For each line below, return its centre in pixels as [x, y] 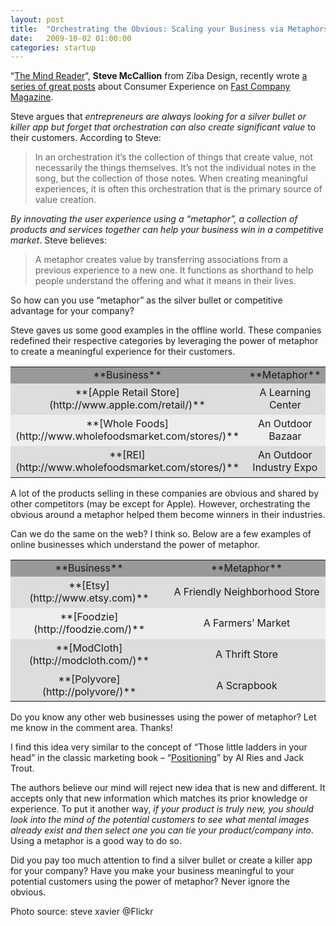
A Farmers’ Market [247, 623]
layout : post [37, 19]
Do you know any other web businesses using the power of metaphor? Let [163, 717]
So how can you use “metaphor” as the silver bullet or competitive [146, 300]
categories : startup [53, 47]
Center [285, 405]
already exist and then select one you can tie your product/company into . [162, 830]
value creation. [65, 200]
